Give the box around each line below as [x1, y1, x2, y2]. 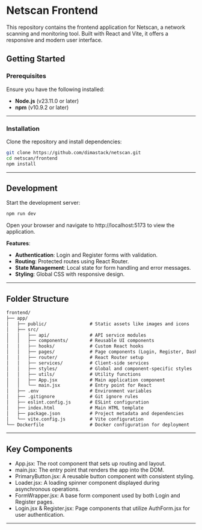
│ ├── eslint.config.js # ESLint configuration [6, 399, 149, 405]
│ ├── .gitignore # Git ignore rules [6, 394, 138, 400]
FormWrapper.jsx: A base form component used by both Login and [14, 492, 180, 499]
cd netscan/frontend [6, 155, 58, 161]
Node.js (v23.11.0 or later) [14, 97, 79, 104]
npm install [6, 161, 36, 167]
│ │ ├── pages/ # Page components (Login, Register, [6, 349, 185, 355]
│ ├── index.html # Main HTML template [6, 405, 144, 411]
